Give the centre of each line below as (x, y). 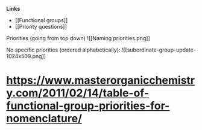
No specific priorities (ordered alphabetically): (63, 50)
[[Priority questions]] (41, 27)
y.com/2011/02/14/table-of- (78, 93)
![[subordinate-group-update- (159, 50)
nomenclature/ (44, 119)
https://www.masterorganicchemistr (101, 81)
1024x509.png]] (26, 56)
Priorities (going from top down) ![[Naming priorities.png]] (78, 38)
